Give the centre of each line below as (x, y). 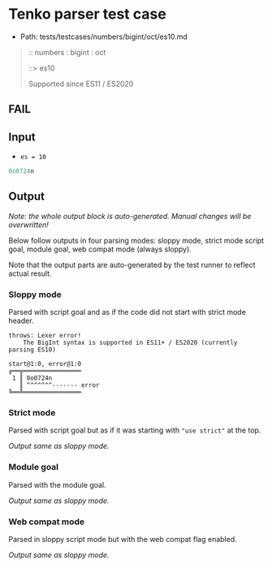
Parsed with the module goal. (58, 484)
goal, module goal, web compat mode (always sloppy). (100, 249)
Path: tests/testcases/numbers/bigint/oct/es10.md (104, 37)
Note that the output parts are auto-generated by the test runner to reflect (132, 265)
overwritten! (28, 225)
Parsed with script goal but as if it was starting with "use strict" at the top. (135, 430)
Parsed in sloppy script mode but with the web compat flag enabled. (123, 540)
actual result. (30, 273)
